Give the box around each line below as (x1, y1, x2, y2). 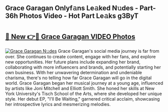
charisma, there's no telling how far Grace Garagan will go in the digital (5, 75, 152, 81)
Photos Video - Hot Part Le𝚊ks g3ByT (19, 12, 139, 20)
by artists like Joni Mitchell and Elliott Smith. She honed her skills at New (5, 86, 155, 91)
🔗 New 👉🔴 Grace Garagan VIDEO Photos (5, 32, 135, 41)
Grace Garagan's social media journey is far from (58, 48, 159, 54)
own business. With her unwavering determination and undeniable (5, 70, 142, 75)
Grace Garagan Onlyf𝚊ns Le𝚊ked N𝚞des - (5, 4, 138, 12)
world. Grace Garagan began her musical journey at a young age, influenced (5, 80, 163, 86)
